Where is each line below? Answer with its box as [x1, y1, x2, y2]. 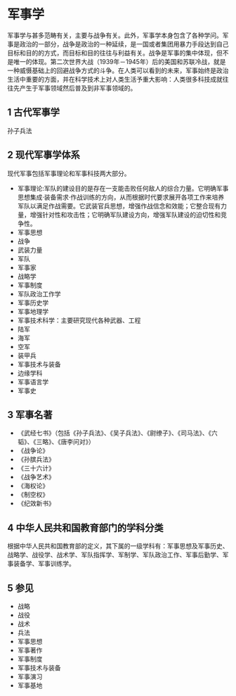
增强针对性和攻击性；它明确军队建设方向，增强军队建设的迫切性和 [29, 210, 221, 219]
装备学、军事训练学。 [13, 559, 75, 568]
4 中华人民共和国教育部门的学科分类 [7, 521, 164, 533]
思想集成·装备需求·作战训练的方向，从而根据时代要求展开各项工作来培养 [17, 193, 225, 201]
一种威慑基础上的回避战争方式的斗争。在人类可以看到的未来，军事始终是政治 [7, 66, 229, 75]
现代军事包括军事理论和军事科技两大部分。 [7, 169, 131, 177]
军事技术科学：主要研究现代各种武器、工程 [17, 316, 141, 324]
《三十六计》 [17, 464, 55, 472]
